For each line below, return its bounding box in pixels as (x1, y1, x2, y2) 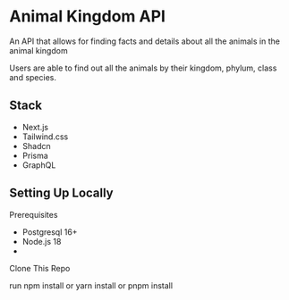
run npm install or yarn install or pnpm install (9, 279, 173, 291)
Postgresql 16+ (21, 226, 78, 237)
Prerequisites (9, 209, 58, 220)
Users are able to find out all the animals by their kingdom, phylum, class (9, 62, 277, 73)
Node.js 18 (21, 236, 62, 246)
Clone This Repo (9, 262, 71, 273)
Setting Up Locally (9, 186, 114, 201)
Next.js (21, 121, 49, 132)
